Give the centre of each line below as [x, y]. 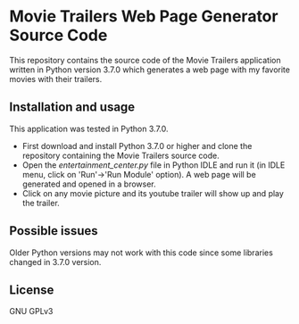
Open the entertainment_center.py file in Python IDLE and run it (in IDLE [154, 165]
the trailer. [41, 203]
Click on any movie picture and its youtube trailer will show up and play [153, 193]
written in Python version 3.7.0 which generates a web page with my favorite [149, 70]
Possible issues [54, 231]
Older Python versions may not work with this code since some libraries [141, 253]
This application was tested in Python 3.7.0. [89, 129]
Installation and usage [72, 108]
